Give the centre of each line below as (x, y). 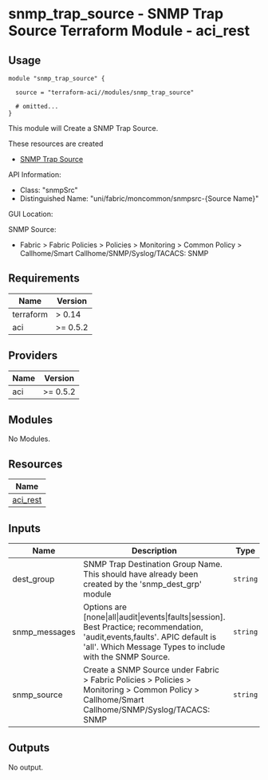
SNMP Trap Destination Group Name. (153, 565)
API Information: (35, 175)
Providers (33, 356)
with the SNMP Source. (126, 657)
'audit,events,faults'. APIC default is (150, 637)
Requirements (44, 279)
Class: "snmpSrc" (49, 190)
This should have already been (141, 574)
